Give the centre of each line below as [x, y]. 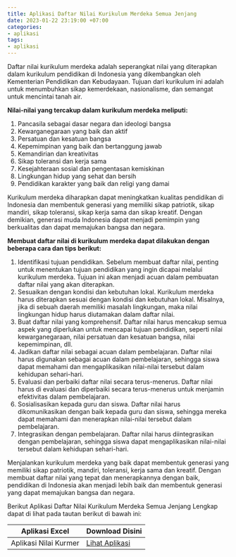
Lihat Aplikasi [108, 543]
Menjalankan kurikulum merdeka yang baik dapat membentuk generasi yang [118, 463]
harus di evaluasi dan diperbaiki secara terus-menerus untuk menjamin [120, 389]
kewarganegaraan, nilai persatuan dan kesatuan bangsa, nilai [106, 337]
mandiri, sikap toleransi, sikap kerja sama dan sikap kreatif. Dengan [105, 212]
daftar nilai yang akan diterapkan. [66, 284]
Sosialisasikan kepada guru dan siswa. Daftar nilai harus [99, 404]
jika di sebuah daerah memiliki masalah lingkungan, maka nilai [107, 307]
